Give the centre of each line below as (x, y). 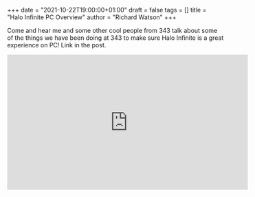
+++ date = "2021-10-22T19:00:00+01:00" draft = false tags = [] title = (107, 10)
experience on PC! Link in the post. (57, 45)
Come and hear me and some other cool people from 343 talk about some (112, 31)
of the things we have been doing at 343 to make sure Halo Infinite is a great (115, 38)
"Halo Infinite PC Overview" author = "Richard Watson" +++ (92, 17)
